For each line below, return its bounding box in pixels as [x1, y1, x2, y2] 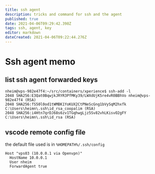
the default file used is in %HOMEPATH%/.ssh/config [5, 141, 105, 147]
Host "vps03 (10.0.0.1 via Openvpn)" [5, 151, 83, 156]
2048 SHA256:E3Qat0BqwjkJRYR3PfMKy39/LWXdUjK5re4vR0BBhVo [5, 93, 126, 98]
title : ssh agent [5, 7, 41, 12]
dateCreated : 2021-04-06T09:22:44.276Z [5, 35, 87, 40]
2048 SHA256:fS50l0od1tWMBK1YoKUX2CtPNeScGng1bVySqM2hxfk [5, 102, 126, 107]
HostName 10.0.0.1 [9, 155, 48, 160]
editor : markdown [5, 30, 41, 35]
